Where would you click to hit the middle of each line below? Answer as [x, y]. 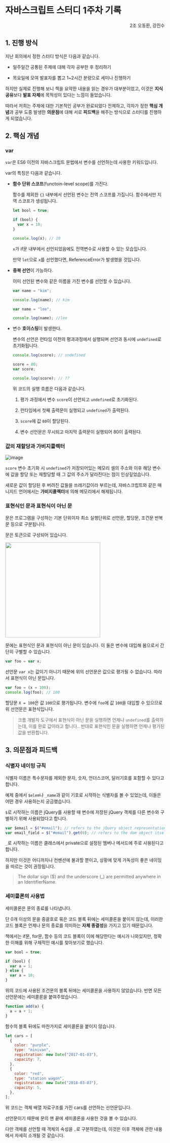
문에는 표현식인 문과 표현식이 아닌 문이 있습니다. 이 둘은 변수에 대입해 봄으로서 [82, 646]
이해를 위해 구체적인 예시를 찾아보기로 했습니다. [57, 943]
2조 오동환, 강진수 [147, 25]
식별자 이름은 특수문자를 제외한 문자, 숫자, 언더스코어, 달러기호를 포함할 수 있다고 [85, 778]
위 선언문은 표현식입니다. [30, 709]
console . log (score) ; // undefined [49, 355]
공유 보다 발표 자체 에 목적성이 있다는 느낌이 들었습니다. [59, 95]
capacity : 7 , [28, 1060]
